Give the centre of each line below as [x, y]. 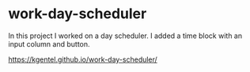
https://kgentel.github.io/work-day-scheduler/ [83, 59]
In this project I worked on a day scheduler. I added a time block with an [125, 36]
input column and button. [49, 44]
